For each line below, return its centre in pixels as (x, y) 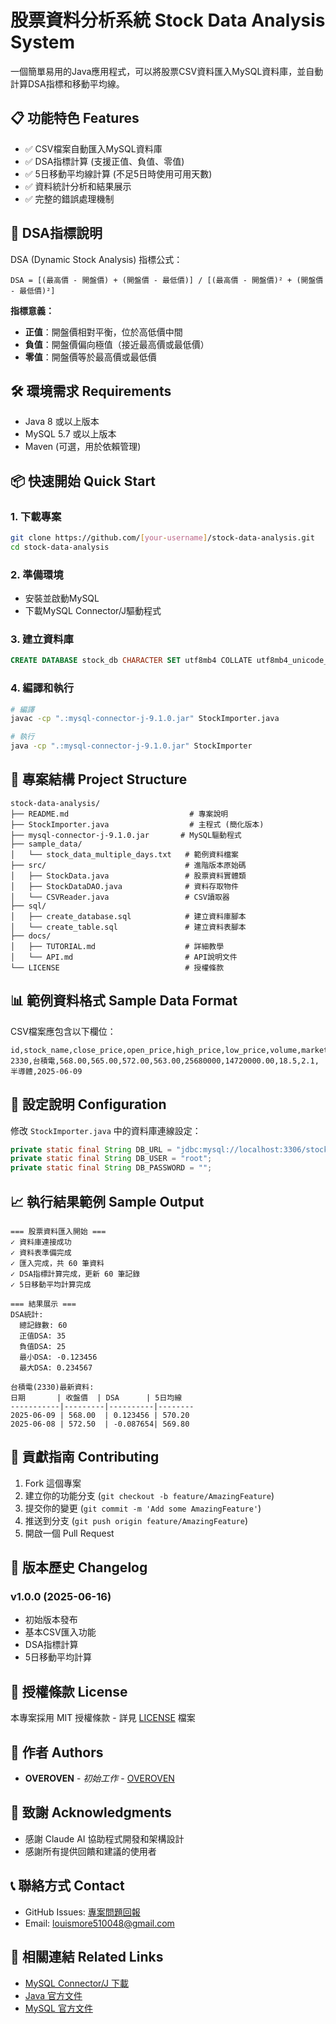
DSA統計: (27, 1314)
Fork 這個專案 (53, 1483)
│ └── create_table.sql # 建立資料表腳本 (128, 927)
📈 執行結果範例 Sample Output (107, 1201)
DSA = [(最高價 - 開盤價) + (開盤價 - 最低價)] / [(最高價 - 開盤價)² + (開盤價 (167, 280)
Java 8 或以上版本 (62, 422)
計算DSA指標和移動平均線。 (67, 83)
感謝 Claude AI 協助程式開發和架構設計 (104, 1838)
